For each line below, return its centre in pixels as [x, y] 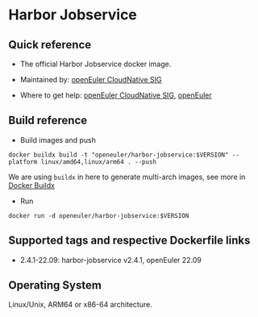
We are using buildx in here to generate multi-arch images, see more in [127, 177]
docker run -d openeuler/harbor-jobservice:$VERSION [99, 215]
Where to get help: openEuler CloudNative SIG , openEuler [116, 95]
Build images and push [58, 140]
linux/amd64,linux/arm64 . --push [99, 162]
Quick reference [50, 45]
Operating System [55, 285]
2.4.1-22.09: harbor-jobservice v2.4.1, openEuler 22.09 [110, 260]
